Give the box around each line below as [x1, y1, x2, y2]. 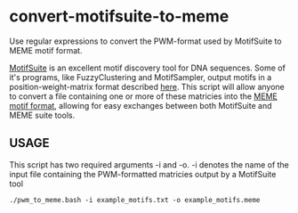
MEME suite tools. [9, 110, 76, 120]
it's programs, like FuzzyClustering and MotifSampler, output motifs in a [9, 71, 272, 82]
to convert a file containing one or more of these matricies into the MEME [9, 91, 278, 102]
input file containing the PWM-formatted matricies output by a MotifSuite [9, 168, 277, 179]
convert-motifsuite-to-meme [9, 6, 230, 27]
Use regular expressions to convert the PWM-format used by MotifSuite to [9, 36, 282, 46]
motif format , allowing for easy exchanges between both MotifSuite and [9, 100, 273, 111]
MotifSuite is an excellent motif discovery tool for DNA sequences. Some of [9, 62, 286, 73]
